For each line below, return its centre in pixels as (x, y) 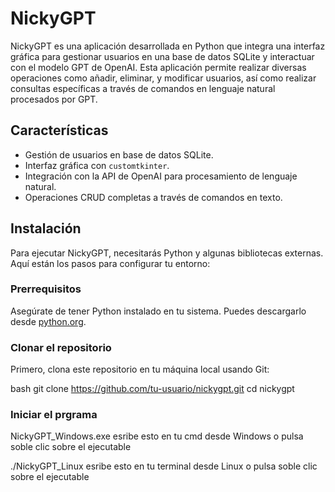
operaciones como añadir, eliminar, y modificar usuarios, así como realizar (163, 78)
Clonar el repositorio (61, 347)
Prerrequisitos (46, 289)
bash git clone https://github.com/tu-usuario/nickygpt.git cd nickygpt (152, 389)
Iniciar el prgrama (54, 415)
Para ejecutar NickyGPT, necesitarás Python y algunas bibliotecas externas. (167, 253)
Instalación (46, 228)
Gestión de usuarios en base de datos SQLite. (119, 154)
